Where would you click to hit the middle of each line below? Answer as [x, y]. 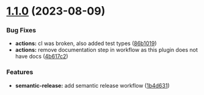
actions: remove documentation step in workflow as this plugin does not [107, 50]
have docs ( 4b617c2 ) [42, 57]
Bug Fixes [21, 30]
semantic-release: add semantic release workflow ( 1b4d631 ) [92, 85]
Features [20, 72]
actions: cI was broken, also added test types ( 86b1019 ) [86, 43]
